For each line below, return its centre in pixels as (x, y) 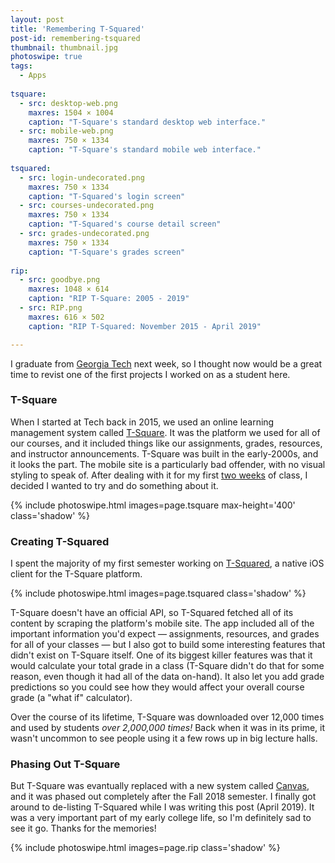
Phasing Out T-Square (65, 764)
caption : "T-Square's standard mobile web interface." (145, 150)
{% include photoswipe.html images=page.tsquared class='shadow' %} (158, 593)
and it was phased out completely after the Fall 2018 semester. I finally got (163, 797)
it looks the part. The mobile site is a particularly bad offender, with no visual (168, 464)
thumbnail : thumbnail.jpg (64, 47)
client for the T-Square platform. (76, 574)
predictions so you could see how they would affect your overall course (157, 687)
